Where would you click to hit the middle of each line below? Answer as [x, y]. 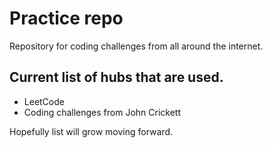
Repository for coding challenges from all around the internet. [136, 46]
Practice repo [66, 18]
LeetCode [44, 101]
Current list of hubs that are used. [116, 77]
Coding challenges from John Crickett [102, 112]
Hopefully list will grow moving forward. [91, 131]
